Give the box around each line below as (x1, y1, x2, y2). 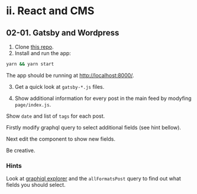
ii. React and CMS (6, 4, 95, 18)
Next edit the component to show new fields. (6, 135, 115, 143)
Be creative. (6, 147, 35, 154)
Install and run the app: (14, 50, 71, 57)
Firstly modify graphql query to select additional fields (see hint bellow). (6, 124, 182, 131)
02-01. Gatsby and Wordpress (6, 28, 120, 38)
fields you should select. (6, 182, 66, 189)
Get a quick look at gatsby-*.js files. (14, 83, 105, 90)
